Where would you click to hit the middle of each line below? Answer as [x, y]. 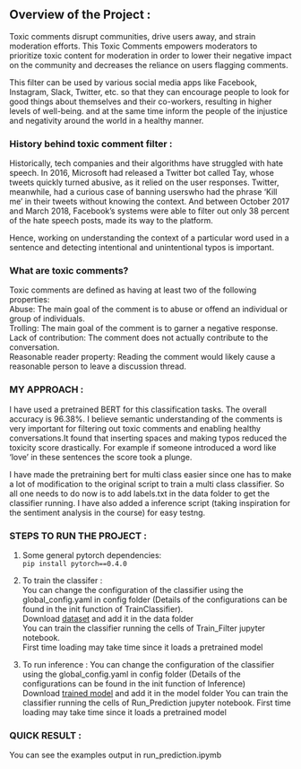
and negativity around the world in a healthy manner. [107, 120]
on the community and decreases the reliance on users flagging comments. [149, 65]
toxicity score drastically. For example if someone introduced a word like [143, 447]
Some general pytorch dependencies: [92, 555]
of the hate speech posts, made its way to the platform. [111, 221]
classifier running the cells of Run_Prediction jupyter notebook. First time [156, 703]
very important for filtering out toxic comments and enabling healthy [135, 428]
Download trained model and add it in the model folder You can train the [155, 693]
